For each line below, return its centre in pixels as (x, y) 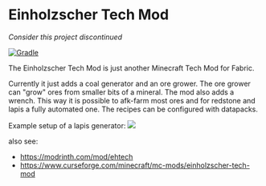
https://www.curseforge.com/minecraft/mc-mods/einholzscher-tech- (135, 165)
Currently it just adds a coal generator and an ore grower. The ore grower (130, 83)
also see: (23, 141)
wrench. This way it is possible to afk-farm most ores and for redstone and (132, 100)
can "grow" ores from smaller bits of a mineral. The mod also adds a (121, 92)
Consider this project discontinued (65, 37)
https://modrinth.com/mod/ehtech (76, 156)
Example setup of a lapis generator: (67, 125)
